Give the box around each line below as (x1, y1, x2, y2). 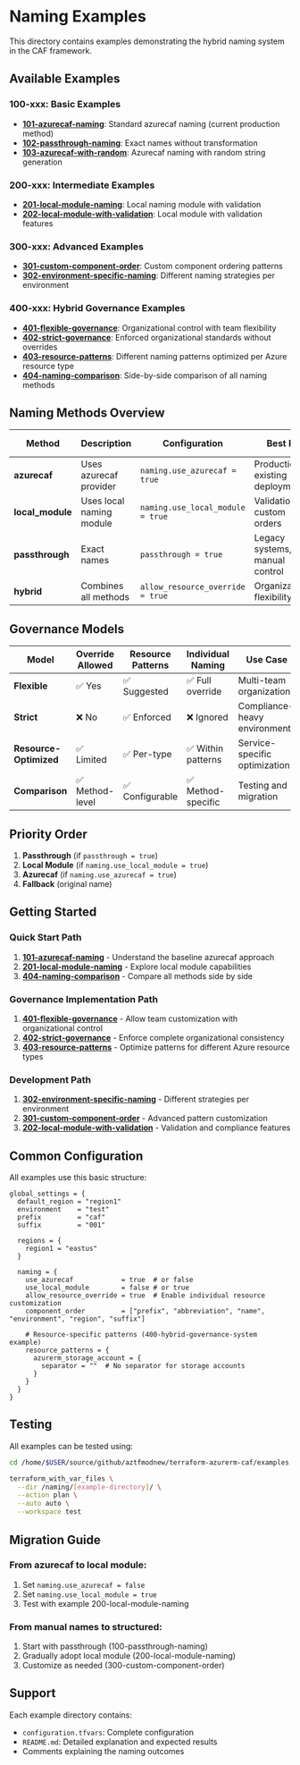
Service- (237, 737, 277, 749)
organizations (237, 686, 296, 698)
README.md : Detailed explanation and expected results (21, 1736, 218, 1747)
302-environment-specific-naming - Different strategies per (21, 1094, 250, 1105)
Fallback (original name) (21, 878, 112, 889)
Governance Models (9, 621, 125, 637)
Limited (75, 754, 107, 766)
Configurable (122, 790, 179, 803)
